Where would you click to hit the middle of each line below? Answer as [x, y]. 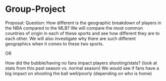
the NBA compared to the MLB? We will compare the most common [74, 28]
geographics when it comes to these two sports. [55, 43]
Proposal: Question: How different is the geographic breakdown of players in [83, 23]
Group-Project [35, 9]
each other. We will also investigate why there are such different [71, 39]
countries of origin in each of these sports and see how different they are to [83, 33]
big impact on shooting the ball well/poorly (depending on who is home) [79, 73]
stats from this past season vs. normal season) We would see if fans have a [82, 68]
